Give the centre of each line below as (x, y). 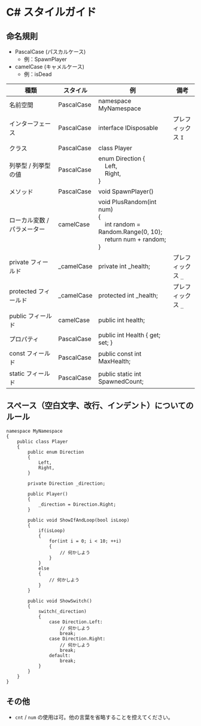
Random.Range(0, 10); (130, 232)
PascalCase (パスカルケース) (50, 52)
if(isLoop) (52, 530)
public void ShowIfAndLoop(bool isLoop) (79, 520)
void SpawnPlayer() (126, 191)
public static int (120, 374)
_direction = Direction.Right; (77, 504)
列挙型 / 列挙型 (30, 165)
